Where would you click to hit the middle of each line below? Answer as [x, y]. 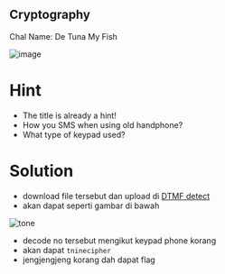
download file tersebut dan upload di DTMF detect [116, 196]
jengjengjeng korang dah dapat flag [89, 260]
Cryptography [50, 15]
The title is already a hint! [70, 115]
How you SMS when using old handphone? [103, 124]
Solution [42, 171]
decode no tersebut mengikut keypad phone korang [119, 240]
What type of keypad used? [74, 134]
